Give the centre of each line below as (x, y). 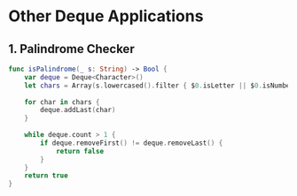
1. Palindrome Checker (71, 49)
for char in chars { (62, 102)
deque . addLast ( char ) (78, 110)
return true (46, 176)
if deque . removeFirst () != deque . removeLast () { (132, 143)
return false (79, 151)
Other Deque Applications (106, 16)
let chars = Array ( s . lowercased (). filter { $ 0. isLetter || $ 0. (144, 86)
